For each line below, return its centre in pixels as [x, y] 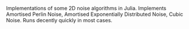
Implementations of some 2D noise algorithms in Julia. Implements [86, 8]
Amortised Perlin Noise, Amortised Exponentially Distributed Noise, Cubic [94, 14]
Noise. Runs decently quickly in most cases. [59, 20]
